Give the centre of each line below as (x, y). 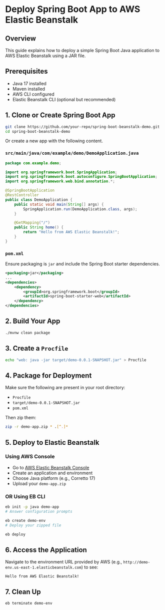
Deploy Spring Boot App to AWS (73, 9)
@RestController (22, 195)
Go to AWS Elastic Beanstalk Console (51, 467)
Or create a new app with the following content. (54, 141)
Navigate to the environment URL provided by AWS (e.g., (64, 562)
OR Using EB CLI (25, 496)
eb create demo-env (25, 520)
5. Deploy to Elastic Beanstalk (52, 442)
